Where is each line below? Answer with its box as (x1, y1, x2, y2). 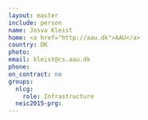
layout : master (8, 11, 59, 20)
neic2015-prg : (15, 99, 62, 107)
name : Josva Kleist (8, 26, 73, 34)
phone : (8, 63, 30, 71)
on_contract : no (8, 70, 62, 78)
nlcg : (15, 84, 34, 93)
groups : (8, 77, 34, 85)
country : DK (8, 41, 48, 49)
